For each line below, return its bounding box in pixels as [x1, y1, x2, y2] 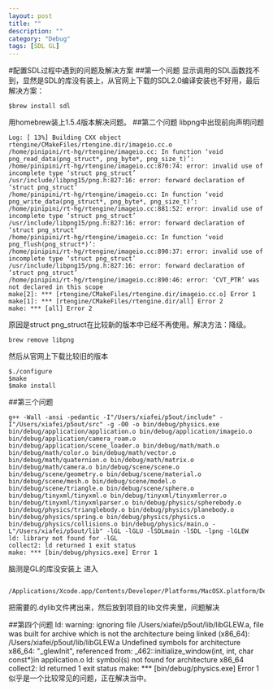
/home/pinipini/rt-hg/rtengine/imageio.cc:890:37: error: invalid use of [8, 247, 264, 256]
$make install [8, 382, 57, 391]
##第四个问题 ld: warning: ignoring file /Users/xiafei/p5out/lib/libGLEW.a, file [8, 620, 264, 630]
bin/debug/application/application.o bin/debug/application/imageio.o [8, 428, 253, 436]
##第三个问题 [8, 397, 54, 407]
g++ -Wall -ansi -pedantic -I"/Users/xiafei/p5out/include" [8, 413, 217, 421]
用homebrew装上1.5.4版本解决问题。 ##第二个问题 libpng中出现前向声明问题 [8, 117, 265, 127]
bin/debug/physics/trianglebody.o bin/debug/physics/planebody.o [8, 506, 234, 514]
